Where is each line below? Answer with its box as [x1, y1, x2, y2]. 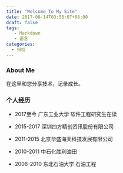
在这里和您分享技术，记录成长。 [6, 80, 84, 87]
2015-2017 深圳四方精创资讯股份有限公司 [14, 123, 114, 130]
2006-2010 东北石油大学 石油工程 [14, 161, 97, 168]
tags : [6, 25, 19, 31]
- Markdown [14, 30, 41, 36]
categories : [6, 42, 35, 48]
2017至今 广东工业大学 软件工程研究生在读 [14, 111, 117, 118]
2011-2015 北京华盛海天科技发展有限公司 [14, 135, 113, 143]
